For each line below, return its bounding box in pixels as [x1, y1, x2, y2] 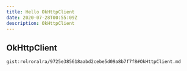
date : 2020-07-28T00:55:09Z [6, 15, 78, 21]
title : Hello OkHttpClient [6, 8, 75, 15]
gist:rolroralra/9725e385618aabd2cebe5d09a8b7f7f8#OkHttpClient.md [6, 59, 182, 65]
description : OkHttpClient [6, 20, 75, 26]
